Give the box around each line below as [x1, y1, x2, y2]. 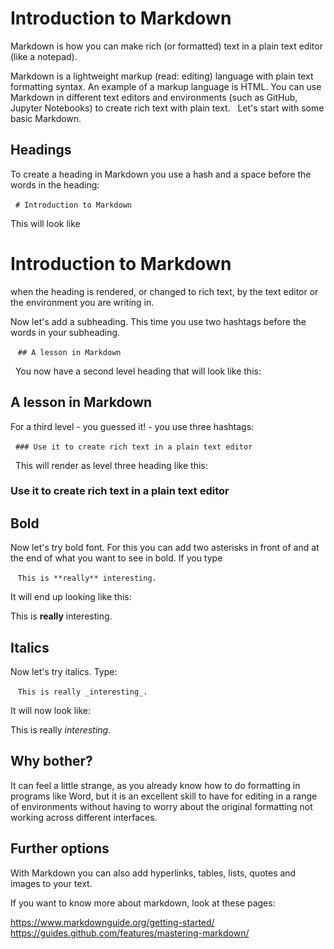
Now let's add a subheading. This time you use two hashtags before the [10, 315, 307, 327]
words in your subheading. [10, 326, 121, 338]
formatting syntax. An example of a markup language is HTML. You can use [10, 80, 322, 92]
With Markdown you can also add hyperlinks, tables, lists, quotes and [10, 867, 297, 879]
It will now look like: [10, 705, 92, 717]
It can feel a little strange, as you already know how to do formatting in [10, 779, 301, 791]
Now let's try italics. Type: [10, 666, 118, 678]
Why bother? [10, 753, 93, 770]
